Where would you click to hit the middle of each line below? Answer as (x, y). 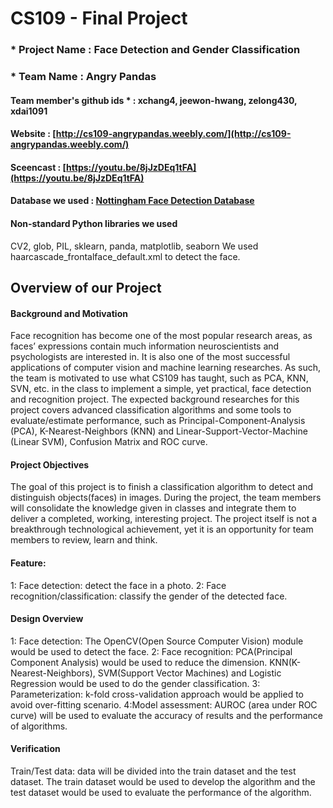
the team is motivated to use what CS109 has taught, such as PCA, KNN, (159, 378)
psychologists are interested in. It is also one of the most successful (150, 357)
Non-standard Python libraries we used (94, 223)
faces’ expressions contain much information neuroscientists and (145, 346)
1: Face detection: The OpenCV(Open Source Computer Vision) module (157, 641)
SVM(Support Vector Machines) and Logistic (189, 673)
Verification (35, 749)
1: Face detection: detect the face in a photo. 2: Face (118, 585)
